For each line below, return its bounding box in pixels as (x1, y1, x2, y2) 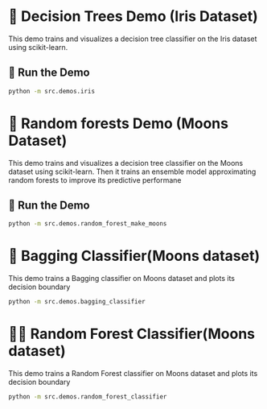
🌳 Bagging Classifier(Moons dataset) (8, 247, 261, 265)
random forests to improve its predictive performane (8, 175, 182, 184)
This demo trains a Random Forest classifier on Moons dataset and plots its (8, 369, 258, 378)
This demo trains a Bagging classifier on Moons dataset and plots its (8, 274, 236, 283)
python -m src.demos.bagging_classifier (8, 298, 146, 306)
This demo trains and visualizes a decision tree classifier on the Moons (8, 158, 244, 167)
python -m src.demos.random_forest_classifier (8, 393, 167, 401)
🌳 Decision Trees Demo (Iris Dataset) (8, 7, 259, 26)
